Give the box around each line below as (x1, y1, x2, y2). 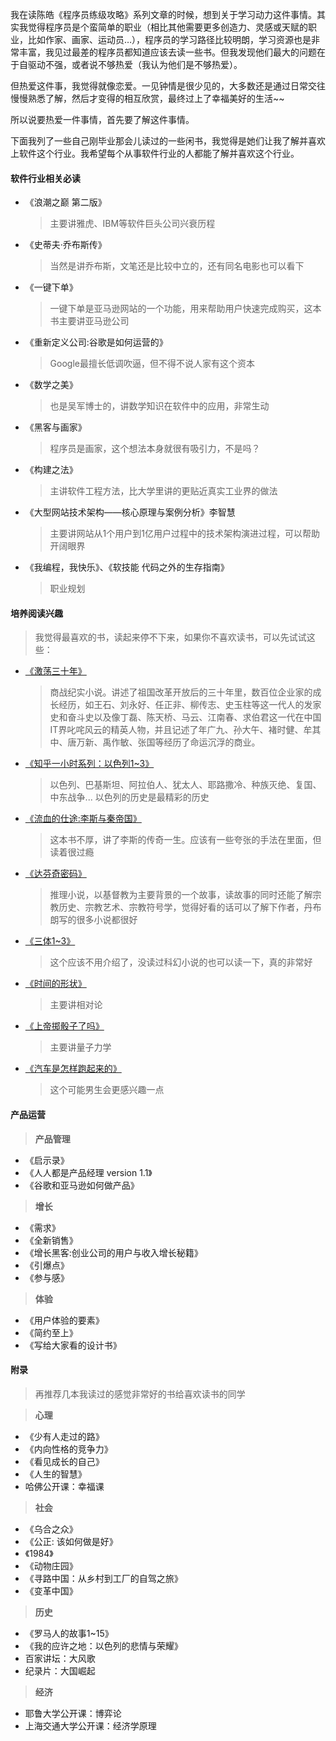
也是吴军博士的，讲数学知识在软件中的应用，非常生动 (49, 400, 270, 412)
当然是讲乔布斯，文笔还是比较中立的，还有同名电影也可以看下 (49, 260, 305, 272)
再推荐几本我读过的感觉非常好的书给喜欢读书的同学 (34, 1388, 246, 1400)
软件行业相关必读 (10, 172, 81, 184)
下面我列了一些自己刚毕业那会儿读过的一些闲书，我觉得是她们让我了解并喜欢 (10, 135, 326, 147)
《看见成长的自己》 (24, 1455, 105, 1467)
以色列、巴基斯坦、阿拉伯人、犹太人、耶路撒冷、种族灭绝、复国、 (49, 779, 322, 791)
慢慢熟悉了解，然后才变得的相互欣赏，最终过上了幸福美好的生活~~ (10, 93, 285, 104)
